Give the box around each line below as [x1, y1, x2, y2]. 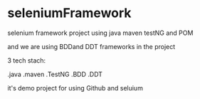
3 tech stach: [7, 56, 46, 65]
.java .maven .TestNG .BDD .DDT [7, 70, 103, 78]
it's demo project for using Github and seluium [7, 83, 144, 92]
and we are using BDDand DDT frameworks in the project [7, 42, 176, 51]
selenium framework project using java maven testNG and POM [7, 28, 194, 37]
